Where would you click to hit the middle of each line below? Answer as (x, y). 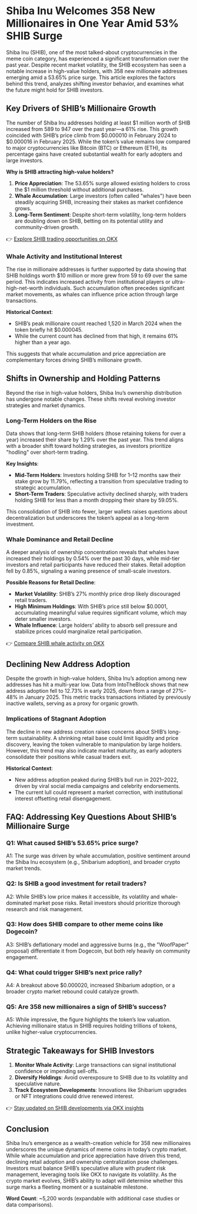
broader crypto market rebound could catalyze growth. (73, 992)
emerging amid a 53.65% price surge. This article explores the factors (91, 77)
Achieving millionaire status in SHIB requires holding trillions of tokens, (91, 1026)
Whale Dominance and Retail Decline (60, 539)
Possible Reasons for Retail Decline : (51, 583)
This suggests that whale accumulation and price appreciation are (86, 354)
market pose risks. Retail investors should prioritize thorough (107, 903)
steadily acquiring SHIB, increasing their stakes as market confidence (99, 202)
